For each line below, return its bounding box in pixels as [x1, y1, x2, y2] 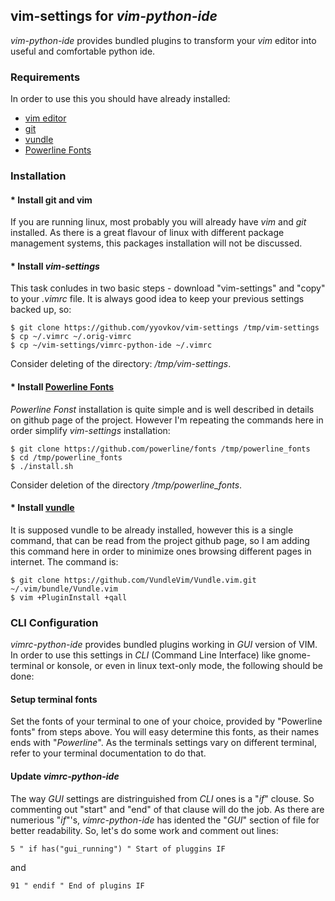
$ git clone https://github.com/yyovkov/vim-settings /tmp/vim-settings [10, 323, 320, 333]
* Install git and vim [10, 194, 93, 206]
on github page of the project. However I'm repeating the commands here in [10, 414, 324, 426]
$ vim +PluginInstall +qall [10, 592, 128, 603]
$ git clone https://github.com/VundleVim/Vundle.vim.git [10, 575, 257, 585]
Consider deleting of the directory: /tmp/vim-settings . [10, 358, 232, 370]
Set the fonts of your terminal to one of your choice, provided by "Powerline [10, 715, 323, 728]
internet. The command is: [10, 555, 119, 568]
